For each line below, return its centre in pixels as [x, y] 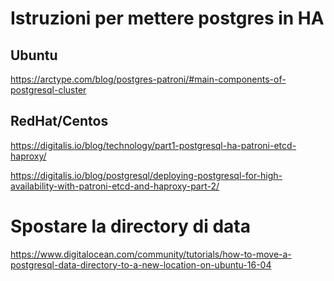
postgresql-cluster [48, 90]
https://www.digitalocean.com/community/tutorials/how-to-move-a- [151, 254]
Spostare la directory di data [131, 226]
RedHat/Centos [59, 121]
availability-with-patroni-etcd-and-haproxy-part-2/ [115, 186]
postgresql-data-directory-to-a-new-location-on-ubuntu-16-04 [141, 264]
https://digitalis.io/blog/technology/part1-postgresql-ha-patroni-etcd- [153, 145]
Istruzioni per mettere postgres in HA [167, 18]
